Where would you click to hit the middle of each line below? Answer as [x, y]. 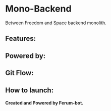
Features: [21, 39]
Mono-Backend [38, 9]
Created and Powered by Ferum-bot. [44, 103]
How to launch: [30, 90]
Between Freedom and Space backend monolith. [56, 23]
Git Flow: [19, 73]
